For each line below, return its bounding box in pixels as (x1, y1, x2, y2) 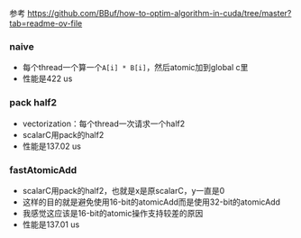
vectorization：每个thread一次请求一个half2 (22, 118, 186, 129)
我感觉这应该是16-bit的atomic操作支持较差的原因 (22, 207, 204, 218)
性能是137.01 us (22, 219, 80, 230)
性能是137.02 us (22, 141, 81, 151)
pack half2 (9, 96, 57, 109)
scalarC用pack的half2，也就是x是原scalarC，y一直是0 (22, 185, 225, 196)
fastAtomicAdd (9, 163, 78, 176)
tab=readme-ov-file (9, 18, 83, 29)
